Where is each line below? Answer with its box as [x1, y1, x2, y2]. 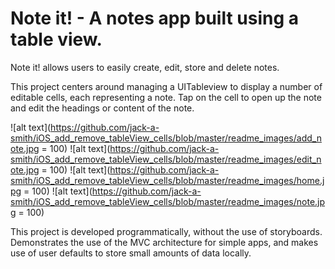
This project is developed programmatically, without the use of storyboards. [10, 225, 323, 237]
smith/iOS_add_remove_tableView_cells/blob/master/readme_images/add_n [10, 132, 322, 144]
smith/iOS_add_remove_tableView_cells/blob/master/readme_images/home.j [10, 174, 325, 186]
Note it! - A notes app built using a [10, 7, 300, 30]
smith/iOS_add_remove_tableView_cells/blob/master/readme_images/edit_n [10, 153, 322, 165]
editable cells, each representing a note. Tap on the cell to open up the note [10, 91, 322, 103]
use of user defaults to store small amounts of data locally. [10, 247, 252, 259]
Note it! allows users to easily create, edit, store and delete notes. [10, 61, 280, 73]
